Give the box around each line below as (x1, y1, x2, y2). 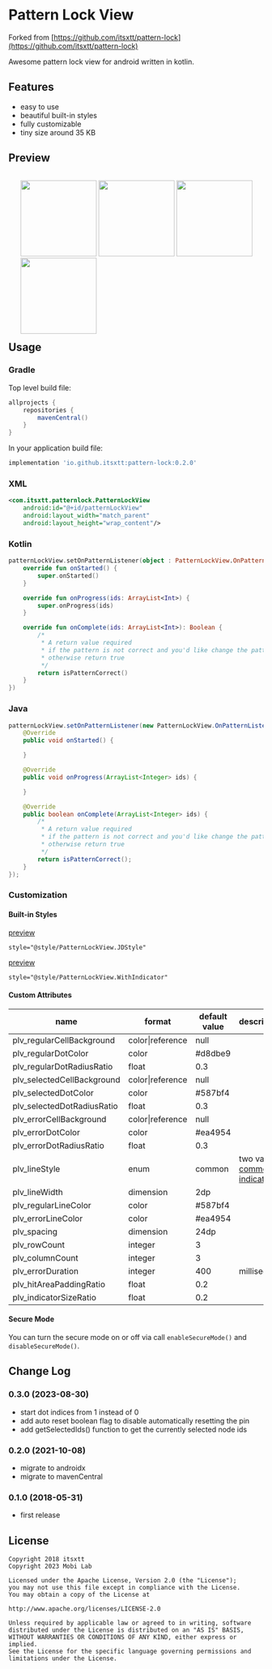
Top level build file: (8, 382, 71, 392)
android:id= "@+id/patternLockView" (23, 504, 143, 512)
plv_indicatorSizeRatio (12, 1291, 97, 1303)
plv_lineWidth (12, 1186, 63, 1197)
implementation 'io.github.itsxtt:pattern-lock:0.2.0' (8, 459, 198, 467)
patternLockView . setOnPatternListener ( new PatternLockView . (8, 721, 216, 730)
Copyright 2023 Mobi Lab (8, 1562, 92, 1570)
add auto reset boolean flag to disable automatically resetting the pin (19, 1415, 250, 1425)
